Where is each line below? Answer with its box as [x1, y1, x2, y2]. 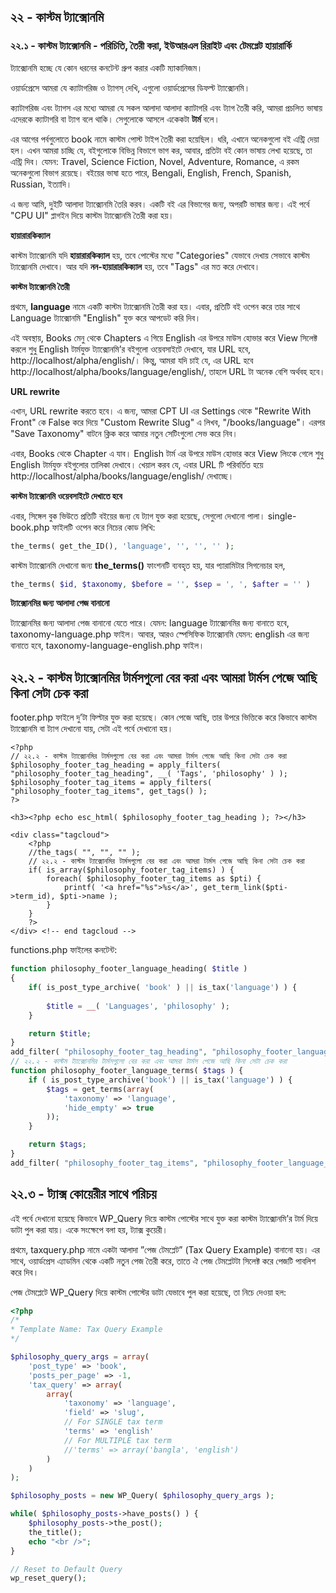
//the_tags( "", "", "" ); [28, 848, 141, 858]
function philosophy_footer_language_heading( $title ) [10, 964, 248, 974]
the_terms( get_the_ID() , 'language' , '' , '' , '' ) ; [10, 541, 235, 551]
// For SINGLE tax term [63, 1417, 163, 1427]
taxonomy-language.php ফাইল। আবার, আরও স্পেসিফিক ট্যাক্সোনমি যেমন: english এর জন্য [10, 628, 310, 640]
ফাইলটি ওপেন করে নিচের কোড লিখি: [51, 521, 156, 533]
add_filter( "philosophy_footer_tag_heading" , [10, 1047, 208, 1057]
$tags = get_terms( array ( [46, 1084, 155, 1094]
